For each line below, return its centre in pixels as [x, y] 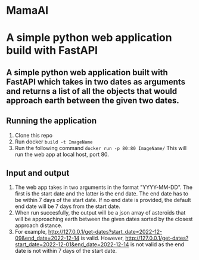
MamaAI [27, 10]
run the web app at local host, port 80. [62, 154]
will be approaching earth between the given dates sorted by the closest [104, 219]
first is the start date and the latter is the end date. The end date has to [102, 194]
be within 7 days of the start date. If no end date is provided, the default [103, 200]
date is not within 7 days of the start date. [66, 251]
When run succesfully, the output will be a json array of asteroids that [100, 213]
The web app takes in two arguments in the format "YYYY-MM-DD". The [104, 187]
